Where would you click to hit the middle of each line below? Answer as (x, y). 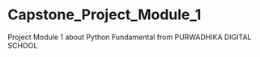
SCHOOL (23, 45)
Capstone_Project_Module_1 (104, 15)
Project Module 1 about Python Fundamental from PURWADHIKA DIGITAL (130, 37)
